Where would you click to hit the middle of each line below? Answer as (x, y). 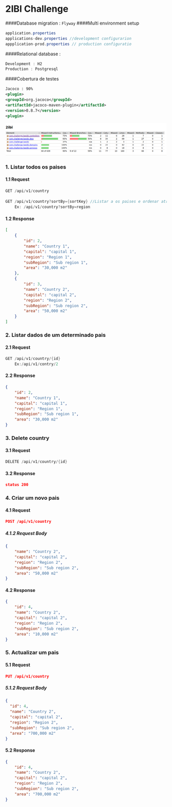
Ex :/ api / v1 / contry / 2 (36, 364)
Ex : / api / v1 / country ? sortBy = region (52, 207)
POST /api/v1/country (28, 522)
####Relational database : (33, 54)
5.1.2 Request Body (26, 688)
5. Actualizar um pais (32, 652)
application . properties (31, 33)
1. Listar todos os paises (36, 167)
